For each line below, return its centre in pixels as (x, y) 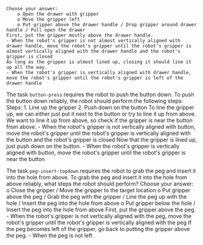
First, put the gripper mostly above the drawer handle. (80, 35)
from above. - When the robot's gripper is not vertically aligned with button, (101, 127)
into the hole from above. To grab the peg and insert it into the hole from (97, 177)
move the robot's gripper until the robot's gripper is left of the (95, 78)
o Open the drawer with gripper (58, 14)
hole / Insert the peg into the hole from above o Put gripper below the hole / (101, 203)
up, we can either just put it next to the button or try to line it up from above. (101, 114)
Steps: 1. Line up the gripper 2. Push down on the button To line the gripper (100, 107)
